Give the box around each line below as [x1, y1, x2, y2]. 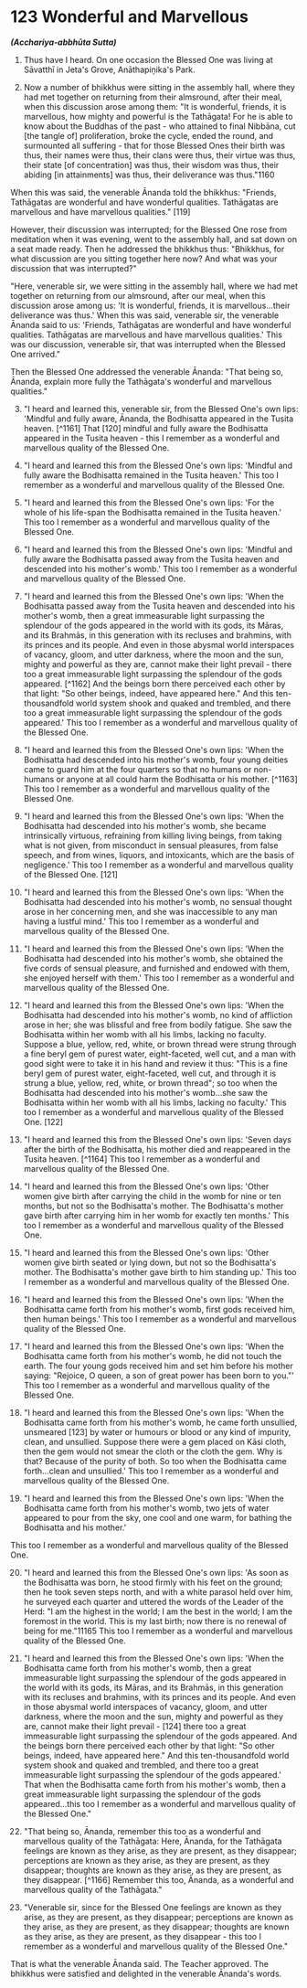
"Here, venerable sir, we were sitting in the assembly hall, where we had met [10, 281, 299, 292]
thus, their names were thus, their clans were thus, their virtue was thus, [23, 149, 296, 161]
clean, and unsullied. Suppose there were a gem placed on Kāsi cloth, [23, 1436, 287, 1447]
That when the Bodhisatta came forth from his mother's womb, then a [23, 1779, 287, 1790]
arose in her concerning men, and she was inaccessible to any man [23, 906, 278, 917]
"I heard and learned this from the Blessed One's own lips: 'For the [23, 496, 275, 508]
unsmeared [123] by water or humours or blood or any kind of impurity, [23, 1426, 291, 1437]
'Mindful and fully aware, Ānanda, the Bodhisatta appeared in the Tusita [23, 413, 294, 424]
